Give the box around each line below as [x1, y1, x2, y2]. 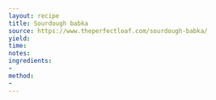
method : [8, 72, 35, 80]
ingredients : [8, 57, 53, 65]
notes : [8, 49, 31, 57]
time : [8, 42, 27, 50]
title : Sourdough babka [8, 19, 89, 27]
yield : [8, 34, 31, 43]
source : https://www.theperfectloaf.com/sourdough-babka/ [8, 27, 208, 35]
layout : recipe [8, 11, 60, 20]
